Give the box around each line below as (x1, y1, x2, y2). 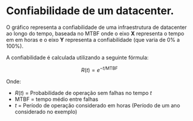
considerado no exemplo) (14, 108, 78, 115)
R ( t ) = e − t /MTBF (81, 65, 118, 73)
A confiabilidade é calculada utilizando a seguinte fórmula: (6, 54, 149, 61)
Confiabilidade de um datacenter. (6, 4, 175, 18)
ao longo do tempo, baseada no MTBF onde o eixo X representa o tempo (6, 30, 185, 37)
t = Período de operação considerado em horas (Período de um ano (14, 102, 181, 109)
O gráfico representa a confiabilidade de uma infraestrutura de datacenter (6, 24, 187, 31)
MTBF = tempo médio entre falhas (14, 96, 99, 103)
